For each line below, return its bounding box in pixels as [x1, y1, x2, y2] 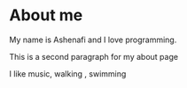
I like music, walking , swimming [9, 68, 127, 79]
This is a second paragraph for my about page [9, 51, 179, 62]
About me [9, 5, 83, 26]
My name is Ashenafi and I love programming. [9, 34, 177, 45]
